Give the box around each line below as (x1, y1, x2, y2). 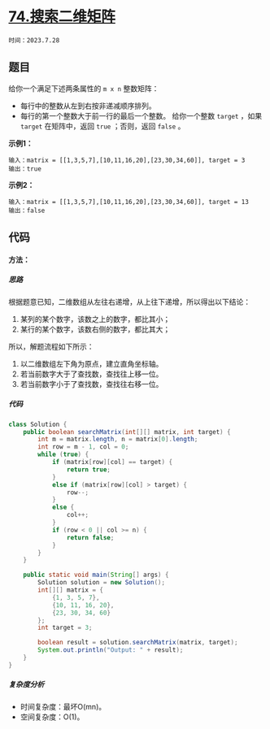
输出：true (8, 164, 42, 173)
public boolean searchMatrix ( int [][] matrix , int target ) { (23, 427, 231, 436)
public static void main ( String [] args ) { (23, 571, 169, 579)
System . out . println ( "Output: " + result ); (37, 646, 184, 654)
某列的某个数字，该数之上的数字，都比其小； (20, 314, 171, 323)
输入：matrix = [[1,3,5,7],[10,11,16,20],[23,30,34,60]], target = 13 (8, 197, 250, 206)
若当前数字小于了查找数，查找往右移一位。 (20, 379, 163, 388)
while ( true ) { (37, 450, 89, 459)
